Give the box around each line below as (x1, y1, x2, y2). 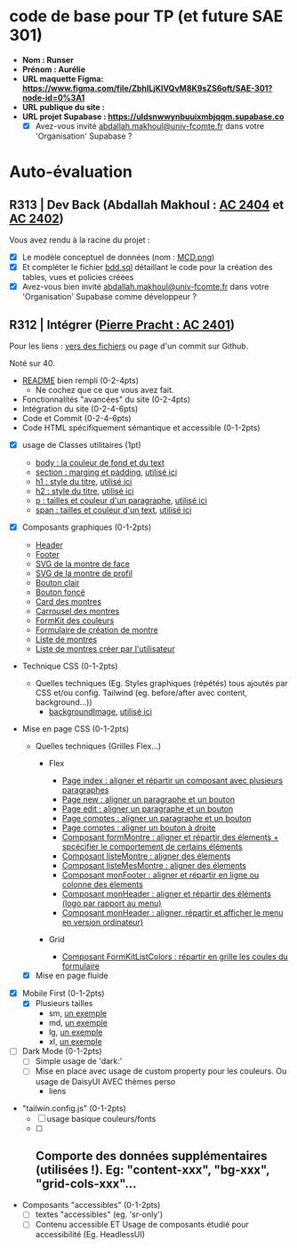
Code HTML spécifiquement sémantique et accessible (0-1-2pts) (21, 422, 261, 433)
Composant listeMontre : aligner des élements (61, 851, 231, 861)
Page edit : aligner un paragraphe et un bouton (61, 804, 234, 814)
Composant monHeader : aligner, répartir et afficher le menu (61, 908, 284, 918)
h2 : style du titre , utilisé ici (35, 486, 134, 497)
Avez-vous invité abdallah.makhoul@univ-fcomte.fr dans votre (35, 120, 265, 131)
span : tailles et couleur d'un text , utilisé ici (35, 505, 192, 516)
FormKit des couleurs (35, 615, 115, 626)
